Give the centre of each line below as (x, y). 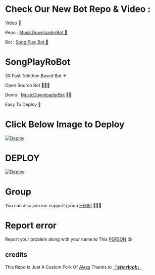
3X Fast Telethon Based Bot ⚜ (36, 76)
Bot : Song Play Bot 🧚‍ (27, 42)
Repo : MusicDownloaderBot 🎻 (36, 32)
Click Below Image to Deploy (65, 124)
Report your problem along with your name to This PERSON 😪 (69, 239)
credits (16, 255)
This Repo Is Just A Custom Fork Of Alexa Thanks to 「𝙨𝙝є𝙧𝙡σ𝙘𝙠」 (74, 267)
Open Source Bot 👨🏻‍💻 (28, 85)
